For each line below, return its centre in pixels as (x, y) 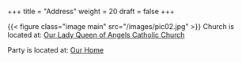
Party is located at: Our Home (56, 50)
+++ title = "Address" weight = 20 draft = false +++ (91, 11)
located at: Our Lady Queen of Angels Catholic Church (96, 35)
